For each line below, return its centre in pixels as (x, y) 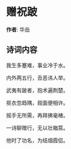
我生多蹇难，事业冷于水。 (37, 65)
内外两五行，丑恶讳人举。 (37, 78)
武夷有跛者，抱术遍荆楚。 (37, 90)
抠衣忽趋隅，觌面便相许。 (37, 102)
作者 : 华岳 (18, 29)
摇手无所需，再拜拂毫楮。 (37, 115)
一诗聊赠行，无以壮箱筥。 (37, 128)
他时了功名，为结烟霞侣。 (37, 140)
